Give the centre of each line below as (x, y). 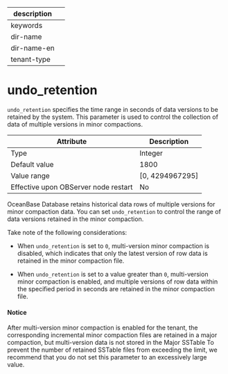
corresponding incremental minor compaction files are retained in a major (112, 335)
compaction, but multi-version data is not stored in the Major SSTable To (111, 343)
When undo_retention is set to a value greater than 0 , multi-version (113, 274)
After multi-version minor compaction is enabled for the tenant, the (103, 328)
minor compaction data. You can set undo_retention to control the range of (114, 211)
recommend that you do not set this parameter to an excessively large (107, 357)
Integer (151, 153)
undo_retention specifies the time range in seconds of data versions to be (113, 109)
